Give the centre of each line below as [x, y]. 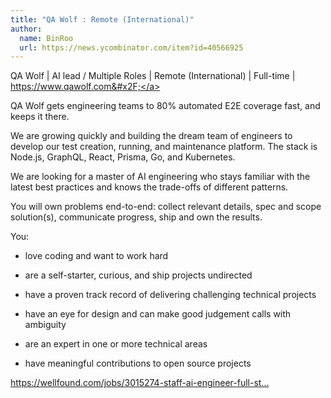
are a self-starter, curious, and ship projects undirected [138, 275]
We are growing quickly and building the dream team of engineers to [151, 136]
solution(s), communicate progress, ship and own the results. [136, 217]
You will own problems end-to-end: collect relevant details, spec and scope [166, 207]
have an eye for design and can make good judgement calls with [158, 314]
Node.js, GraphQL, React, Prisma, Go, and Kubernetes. [123, 157]
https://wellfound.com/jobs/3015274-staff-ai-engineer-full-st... [140, 383]
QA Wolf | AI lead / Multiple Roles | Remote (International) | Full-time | [153, 76]
